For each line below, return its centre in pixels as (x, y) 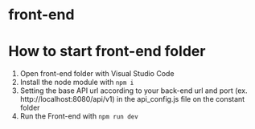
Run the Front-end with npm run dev (79, 116)
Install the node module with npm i (77, 83)
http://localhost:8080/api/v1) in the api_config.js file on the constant (132, 99)
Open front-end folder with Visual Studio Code (97, 74)
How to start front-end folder (107, 52)
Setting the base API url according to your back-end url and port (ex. (134, 91)
